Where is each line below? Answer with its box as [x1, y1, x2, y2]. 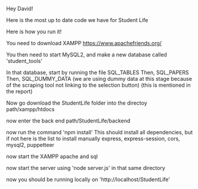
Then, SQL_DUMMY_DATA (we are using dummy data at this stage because [6, 75, 193, 82]
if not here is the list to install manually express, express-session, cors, [6, 135, 180, 142]
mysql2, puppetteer [6, 141, 55, 148]
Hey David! [6, 5, 33, 12]
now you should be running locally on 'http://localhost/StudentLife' [6, 176, 171, 183]
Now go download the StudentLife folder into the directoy [6, 99, 147, 106]
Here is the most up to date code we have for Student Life [6, 17, 148, 23]
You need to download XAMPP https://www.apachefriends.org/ [6, 40, 162, 46]
